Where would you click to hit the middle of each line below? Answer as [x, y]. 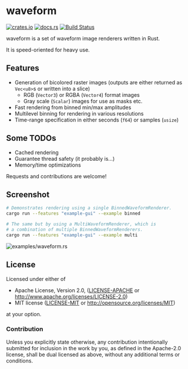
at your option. [24, 314]
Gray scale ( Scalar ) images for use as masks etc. [83, 101]
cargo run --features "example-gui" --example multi [72, 235]
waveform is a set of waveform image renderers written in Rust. [83, 38]
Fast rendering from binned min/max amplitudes [73, 107]
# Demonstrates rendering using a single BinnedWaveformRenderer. [89, 208]
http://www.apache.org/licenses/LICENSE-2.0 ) [71, 296]
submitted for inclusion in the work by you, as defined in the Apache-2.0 [93, 348]
